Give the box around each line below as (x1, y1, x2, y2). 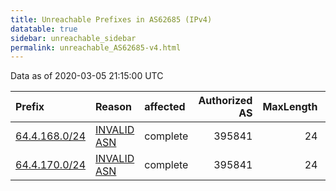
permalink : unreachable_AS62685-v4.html (10, 42, 182, 53)
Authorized (198, 94, 253, 108)
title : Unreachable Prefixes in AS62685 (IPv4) (10, 14, 213, 25)
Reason (95, 100, 133, 114)
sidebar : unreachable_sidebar (10, 33, 137, 43)
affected (144, 100, 186, 114)
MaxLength (262, 100, 318, 114)
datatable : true (10, 24, 78, 34)
